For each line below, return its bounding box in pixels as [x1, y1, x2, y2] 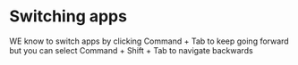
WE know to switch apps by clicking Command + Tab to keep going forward [9, 36, 289, 46]
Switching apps [9, 6, 128, 27]
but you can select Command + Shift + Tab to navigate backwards [9, 45, 253, 55]
